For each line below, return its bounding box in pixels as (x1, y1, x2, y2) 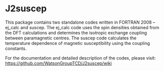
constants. (5, 45, 27, 51)
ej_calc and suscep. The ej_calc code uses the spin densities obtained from (5, 24, 160, 30)
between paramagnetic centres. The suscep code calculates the (5, 35, 137, 41)
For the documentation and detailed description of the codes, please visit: (5, 55, 156, 61)
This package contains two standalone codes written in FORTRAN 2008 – (5, 19, 155, 25)
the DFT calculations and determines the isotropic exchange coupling (5, 30, 147, 35)
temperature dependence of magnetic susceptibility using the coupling (5, 40, 150, 46)
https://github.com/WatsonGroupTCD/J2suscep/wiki (5, 60, 112, 66)
